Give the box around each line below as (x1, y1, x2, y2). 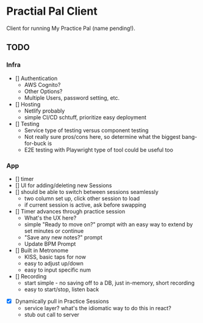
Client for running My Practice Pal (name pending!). (6, 24, 135, 32)
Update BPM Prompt (24, 240, 76, 247)
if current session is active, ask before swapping (24, 201, 146, 209)
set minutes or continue (24, 227, 84, 234)
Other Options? (24, 87, 63, 95)
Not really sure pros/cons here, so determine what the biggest (24, 133, 181, 140)
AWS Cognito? (24, 81, 61, 88)
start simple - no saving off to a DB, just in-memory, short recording (24, 279, 195, 286)
